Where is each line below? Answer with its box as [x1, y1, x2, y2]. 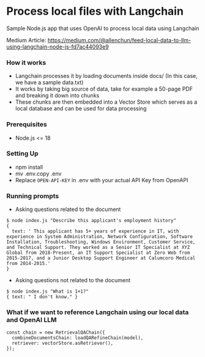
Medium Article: [6, 36, 47, 44]
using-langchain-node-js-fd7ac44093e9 [6, 43, 109, 50]
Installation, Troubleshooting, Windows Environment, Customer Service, [6, 239, 196, 245]
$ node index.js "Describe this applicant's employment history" [6, 218, 176, 224]
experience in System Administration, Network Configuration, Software [6, 234, 193, 240]
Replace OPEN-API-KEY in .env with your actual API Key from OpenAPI [15, 176, 188, 183]
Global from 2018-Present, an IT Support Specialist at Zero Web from [6, 250, 190, 256]
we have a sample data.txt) [15, 79, 84, 86]
